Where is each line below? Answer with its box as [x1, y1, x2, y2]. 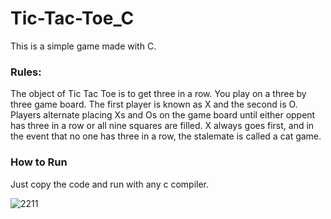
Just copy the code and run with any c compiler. [10, 178, 210, 190]
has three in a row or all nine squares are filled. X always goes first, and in [10, 120, 315, 132]
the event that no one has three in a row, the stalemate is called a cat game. [10, 130, 322, 142]
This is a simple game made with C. [10, 40, 157, 52]
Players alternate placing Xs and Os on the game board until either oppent [10, 109, 316, 121]
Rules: [10, 65, 42, 79]
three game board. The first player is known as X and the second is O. [10, 98, 298, 111]
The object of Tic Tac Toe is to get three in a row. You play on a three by [10, 88, 307, 100]
